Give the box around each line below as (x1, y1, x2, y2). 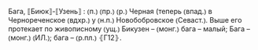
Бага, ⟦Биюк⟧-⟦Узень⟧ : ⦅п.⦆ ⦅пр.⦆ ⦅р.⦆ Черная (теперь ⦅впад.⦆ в (8, 7, 212, 16)
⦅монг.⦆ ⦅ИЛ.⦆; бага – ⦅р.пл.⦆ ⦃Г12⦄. (8, 33, 122, 42)
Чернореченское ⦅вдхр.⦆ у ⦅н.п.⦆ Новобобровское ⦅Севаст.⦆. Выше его (8, 16, 242, 24)
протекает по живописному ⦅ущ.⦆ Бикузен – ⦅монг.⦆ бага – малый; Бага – (8, 24, 250, 34)
